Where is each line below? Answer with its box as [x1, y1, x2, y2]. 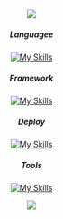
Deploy [18, 116, 45, 127]
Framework [9, 72, 54, 83]
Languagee [9, 29, 54, 40]
